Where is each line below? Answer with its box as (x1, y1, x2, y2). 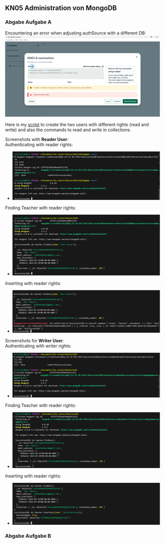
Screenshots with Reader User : (5, 137, 69, 143)
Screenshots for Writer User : (5, 337, 64, 343)
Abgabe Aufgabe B (5, 532, 52, 539)
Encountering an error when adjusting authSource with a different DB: (5, 30, 146, 36)
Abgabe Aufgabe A (5, 19, 52, 26)
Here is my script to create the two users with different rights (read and (5, 122, 149, 128)
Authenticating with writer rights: (5, 343, 72, 349)
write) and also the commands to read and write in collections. (5, 127, 132, 133)
